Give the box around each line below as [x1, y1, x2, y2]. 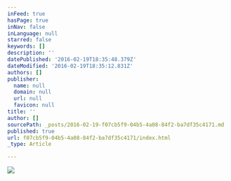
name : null [13, 82, 46, 89]
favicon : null [13, 102, 55, 109]
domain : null [13, 88, 52, 95]
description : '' [7, 50, 55, 57]
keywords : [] [7, 43, 46, 50]
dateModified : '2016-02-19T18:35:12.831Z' [7, 62, 133, 69]
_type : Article [7, 141, 52, 148]
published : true [7, 128, 55, 135]
